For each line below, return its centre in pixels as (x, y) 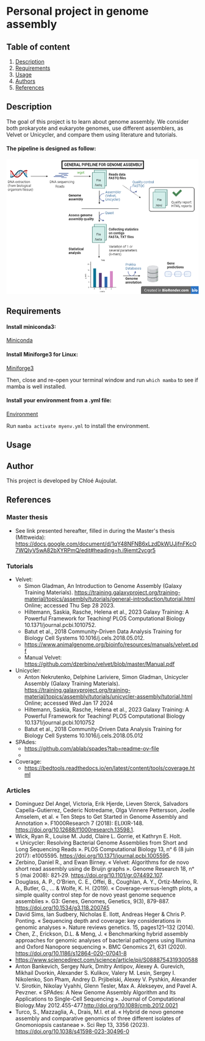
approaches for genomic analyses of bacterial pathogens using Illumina (105, 941)
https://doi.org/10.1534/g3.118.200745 (62, 908)
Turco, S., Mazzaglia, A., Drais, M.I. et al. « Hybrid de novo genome (99, 1012)
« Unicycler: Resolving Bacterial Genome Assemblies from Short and (101, 843)
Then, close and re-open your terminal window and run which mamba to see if (102, 380)
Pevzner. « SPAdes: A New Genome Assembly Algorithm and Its (95, 993)
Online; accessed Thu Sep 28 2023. (70, 605)
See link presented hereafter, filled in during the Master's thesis (95, 530)
